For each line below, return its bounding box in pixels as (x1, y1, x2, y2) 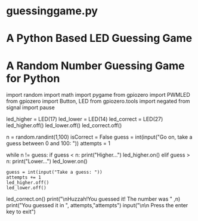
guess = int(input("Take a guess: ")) (6, 169, 103, 176)
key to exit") (6, 208, 36, 216)
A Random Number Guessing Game (6, 59, 185, 72)
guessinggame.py (6, 4, 98, 18)
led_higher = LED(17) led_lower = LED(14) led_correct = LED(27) (6, 115, 163, 123)
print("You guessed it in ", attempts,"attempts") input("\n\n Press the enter (6, 202, 188, 209)
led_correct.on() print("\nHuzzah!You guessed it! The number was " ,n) (6, 195, 181, 202)
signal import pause (6, 104, 55, 111)
